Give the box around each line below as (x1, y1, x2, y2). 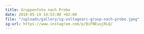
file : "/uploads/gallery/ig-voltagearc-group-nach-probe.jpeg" (5, 16, 140, 21)
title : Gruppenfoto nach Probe (5, 7, 70, 12)
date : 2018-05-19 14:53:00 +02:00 (5, 12, 77, 17)
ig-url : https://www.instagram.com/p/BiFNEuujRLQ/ (5, 21, 113, 26)
